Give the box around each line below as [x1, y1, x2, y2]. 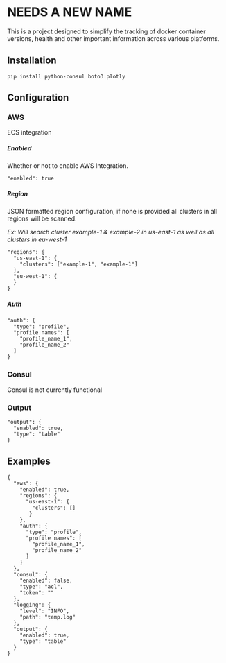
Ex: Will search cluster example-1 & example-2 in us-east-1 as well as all [7, 228, 215, 236]
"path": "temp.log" [19, 613, 76, 621]
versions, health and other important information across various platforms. [7, 34, 220, 42]
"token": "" [19, 589, 54, 596]
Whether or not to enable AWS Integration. [7, 162, 128, 170]
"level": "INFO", [19, 608, 70, 614]
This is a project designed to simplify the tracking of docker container [7, 27, 206, 35]
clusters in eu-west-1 [7, 235, 67, 243]
